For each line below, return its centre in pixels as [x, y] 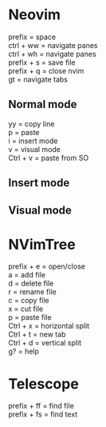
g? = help [24, 351]
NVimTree [42, 244]
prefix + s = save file [42, 62]
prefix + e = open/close [47, 266]
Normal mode [43, 104]
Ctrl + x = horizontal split [49, 326]
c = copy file [29, 301]
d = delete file [31, 283]
